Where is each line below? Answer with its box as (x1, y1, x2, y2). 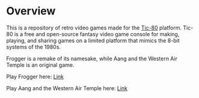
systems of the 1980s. (6, 43, 61, 51)
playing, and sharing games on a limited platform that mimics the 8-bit (6, 37, 180, 44)
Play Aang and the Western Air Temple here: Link (6, 84, 128, 91)
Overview (6, 4, 56, 18)
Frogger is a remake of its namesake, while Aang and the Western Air (6, 55, 177, 62)
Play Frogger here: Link (6, 73, 64, 80)
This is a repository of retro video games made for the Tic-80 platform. (6, 24, 182, 31)
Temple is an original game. (6, 61, 75, 69)
